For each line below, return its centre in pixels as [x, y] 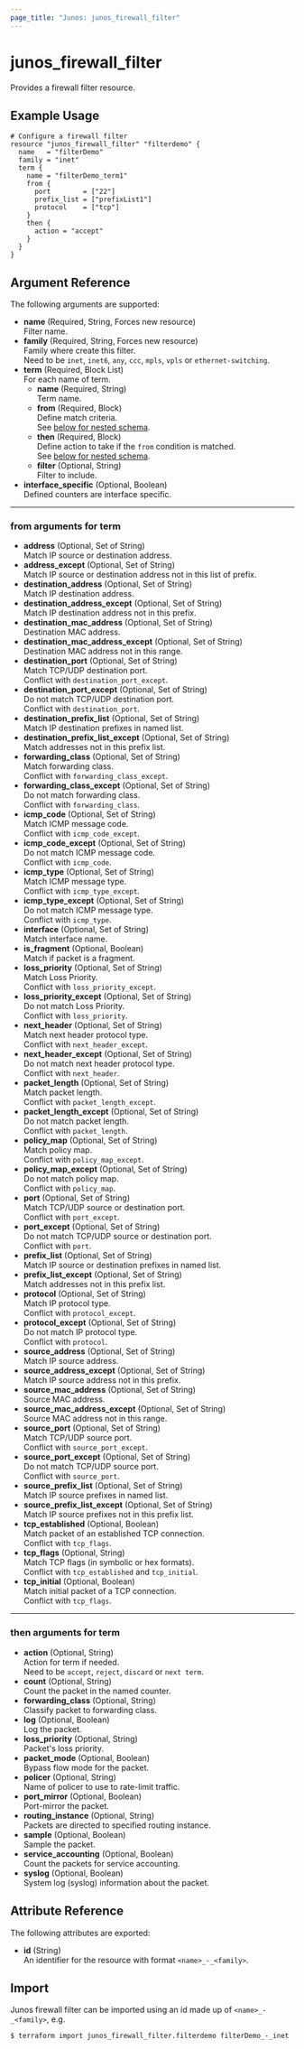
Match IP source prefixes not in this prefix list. [109, 1515]
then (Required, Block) [79, 437]
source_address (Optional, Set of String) [99, 1351]
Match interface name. [65, 939]
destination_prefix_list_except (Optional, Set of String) [126, 737]
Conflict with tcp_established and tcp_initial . [111, 1572]
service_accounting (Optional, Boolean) [98, 1854]
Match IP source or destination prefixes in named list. [122, 1266]
